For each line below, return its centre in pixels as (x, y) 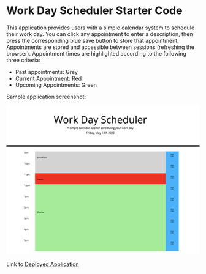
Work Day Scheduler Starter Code (94, 11)
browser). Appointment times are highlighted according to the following (97, 53)
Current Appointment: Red (48, 78)
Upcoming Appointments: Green (56, 85)
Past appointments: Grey (46, 72)
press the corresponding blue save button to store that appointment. (93, 40)
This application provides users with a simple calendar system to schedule (101, 28)
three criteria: (24, 60)
